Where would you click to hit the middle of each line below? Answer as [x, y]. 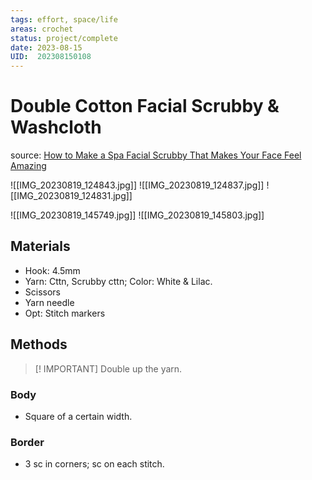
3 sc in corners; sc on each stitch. [94, 464]
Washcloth [56, 127]
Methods [39, 344]
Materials [40, 246]
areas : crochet [42, 29]
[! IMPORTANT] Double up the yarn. [108, 368]
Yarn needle [49, 302]
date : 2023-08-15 [46, 47]
